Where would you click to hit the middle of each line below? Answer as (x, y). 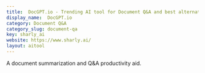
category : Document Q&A (37, 23)
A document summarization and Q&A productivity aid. (74, 63)
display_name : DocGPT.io (39, 18)
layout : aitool (26, 46)
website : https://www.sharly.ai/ (49, 40)
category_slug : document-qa (42, 29)
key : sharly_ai (26, 35)
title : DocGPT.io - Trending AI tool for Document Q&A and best (91, 12)
